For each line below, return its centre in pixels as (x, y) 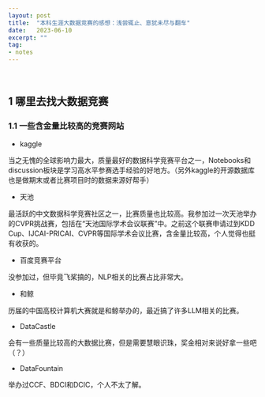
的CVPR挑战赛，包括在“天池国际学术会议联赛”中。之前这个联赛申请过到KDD (131, 223)
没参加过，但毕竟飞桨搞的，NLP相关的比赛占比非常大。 (98, 277)
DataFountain (41, 368)
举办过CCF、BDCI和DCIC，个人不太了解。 (77, 384)
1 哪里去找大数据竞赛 (58, 102)
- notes (21, 52)
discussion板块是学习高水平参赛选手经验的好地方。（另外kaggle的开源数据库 (131, 170)
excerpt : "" (28, 38)
